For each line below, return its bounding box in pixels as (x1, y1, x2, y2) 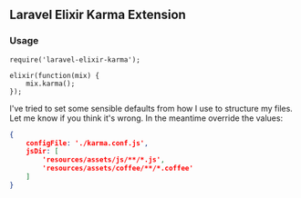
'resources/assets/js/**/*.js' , (42, 155, 166, 164)
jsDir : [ (26, 147, 59, 156)
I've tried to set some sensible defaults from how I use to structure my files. (9, 103, 294, 114)
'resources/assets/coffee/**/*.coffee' (42, 163, 194, 173)
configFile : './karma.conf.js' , (26, 138, 149, 148)
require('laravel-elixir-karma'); (9, 54, 141, 64)
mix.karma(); (26, 79, 76, 88)
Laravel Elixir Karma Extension (9, 7, 187, 23)
